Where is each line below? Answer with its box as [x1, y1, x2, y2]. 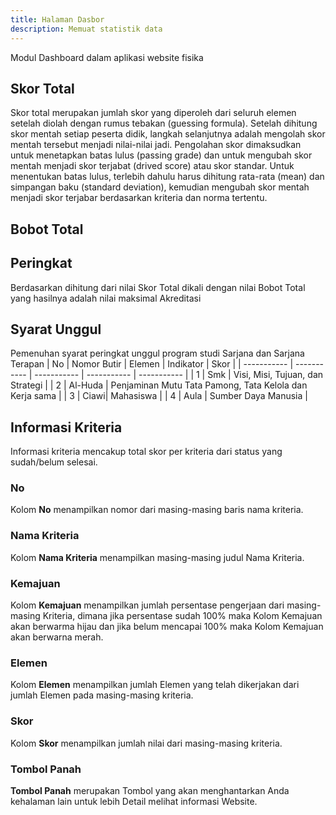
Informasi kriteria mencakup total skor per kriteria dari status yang [10, 446, 283, 458]
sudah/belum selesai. [10, 456, 98, 468]
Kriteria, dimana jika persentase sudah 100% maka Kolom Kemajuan [42, 610, 323, 622]
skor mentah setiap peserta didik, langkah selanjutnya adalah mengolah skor [10, 128, 326, 140]
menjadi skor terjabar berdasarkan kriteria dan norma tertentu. [10, 192, 268, 204]
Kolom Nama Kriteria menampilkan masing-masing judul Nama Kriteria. [10, 551, 305, 563]
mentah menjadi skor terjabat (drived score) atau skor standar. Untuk [10, 160, 295, 172]
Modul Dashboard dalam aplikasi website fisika [10, 51, 204, 63]
